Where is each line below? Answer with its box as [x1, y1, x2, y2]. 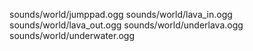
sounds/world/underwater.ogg [9, 30, 136, 41]
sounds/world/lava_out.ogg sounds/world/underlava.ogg [9, 19, 244, 31]
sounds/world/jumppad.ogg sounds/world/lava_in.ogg [9, 9, 233, 20]
